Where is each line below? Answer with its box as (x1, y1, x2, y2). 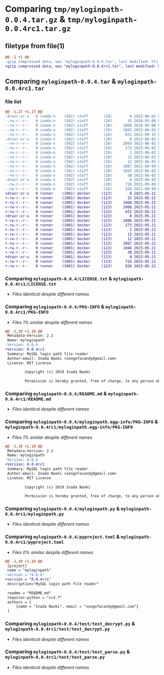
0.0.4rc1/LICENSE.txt (5, 281, 57, 286)
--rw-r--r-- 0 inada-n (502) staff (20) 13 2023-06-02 (5, 155, 156, 160)
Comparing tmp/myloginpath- (5, 3, 123, 15)
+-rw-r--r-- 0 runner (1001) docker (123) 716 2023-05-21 (5, 259, 156, 264)
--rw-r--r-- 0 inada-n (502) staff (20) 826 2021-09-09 (5, 186, 156, 191)
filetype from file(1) (5, 41, 65, 50)
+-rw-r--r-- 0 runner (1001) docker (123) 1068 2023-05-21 (5, 200, 156, 205)
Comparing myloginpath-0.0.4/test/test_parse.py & (5, 648, 130, 655)
